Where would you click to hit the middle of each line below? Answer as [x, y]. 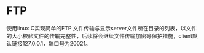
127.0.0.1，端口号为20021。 [57, 43]
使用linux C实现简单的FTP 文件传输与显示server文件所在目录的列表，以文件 [102, 28]
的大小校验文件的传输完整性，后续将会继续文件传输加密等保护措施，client [99, 36]
